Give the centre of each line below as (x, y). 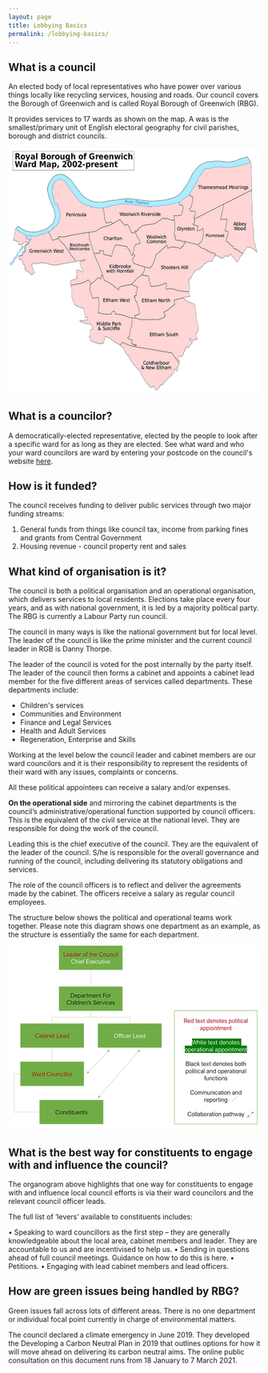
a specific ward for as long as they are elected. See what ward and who (126, 444)
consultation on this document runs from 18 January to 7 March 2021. (123, 1360)
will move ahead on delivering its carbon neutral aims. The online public (126, 1351)
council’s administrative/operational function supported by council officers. (132, 812)
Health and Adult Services (63, 731)
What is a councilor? (60, 416)
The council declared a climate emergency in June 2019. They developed (129, 1335)
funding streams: (36, 514)
